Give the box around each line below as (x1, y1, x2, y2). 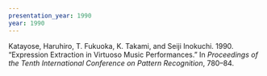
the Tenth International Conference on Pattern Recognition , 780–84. (8, 58, 235, 68)
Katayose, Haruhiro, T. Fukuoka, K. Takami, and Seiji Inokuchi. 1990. (8, 41, 234, 50)
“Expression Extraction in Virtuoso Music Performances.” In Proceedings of (8, 50, 258, 59)
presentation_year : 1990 (8, 11, 92, 20)
